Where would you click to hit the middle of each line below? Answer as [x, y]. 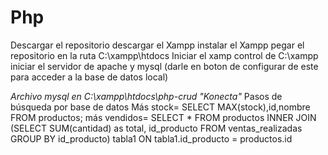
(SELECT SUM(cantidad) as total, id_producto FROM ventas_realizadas [156, 128]
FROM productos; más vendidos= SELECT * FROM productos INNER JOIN [163, 117]
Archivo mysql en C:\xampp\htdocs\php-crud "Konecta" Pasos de [146, 96]
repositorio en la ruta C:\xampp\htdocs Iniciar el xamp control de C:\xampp [164, 55]
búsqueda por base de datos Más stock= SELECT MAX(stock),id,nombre [160, 107]
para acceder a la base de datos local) [89, 77]
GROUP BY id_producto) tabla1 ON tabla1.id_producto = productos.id [151, 138]
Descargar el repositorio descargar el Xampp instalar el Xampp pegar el [157, 45]
